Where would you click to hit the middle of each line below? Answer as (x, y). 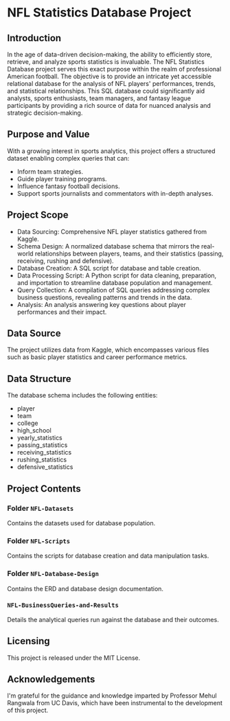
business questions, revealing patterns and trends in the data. (104, 297)
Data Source (34, 333)
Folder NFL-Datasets (41, 508)
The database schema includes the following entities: (82, 396)
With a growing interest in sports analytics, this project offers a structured (111, 151)
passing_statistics (42, 445)
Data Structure (39, 379)
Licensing (28, 641)
